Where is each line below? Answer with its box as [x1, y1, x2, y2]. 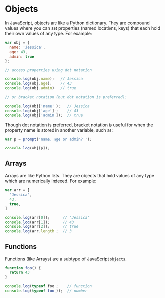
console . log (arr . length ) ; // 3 [5, 228, 72, 234]
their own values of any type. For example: [5, 30, 93, 36]
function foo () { [5, 265, 41, 270]
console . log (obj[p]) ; [5, 146, 50, 151]
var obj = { [5, 40, 30, 45]
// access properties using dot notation [5, 68, 92, 73]
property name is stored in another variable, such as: [5, 127, 113, 133]
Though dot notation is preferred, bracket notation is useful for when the [5, 122, 154, 128]
